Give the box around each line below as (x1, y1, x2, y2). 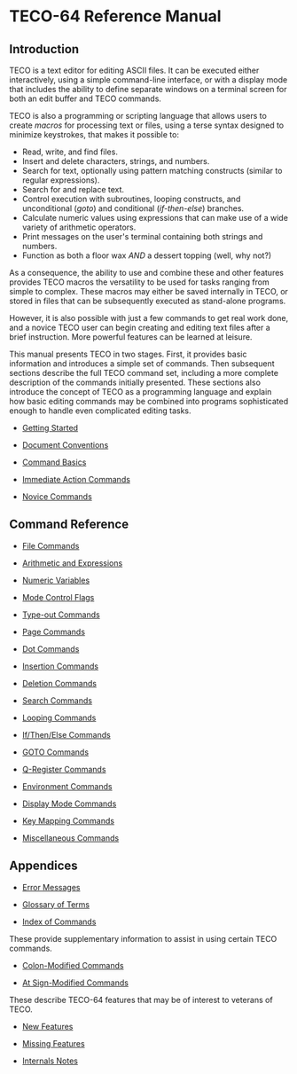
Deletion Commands (21, 678, 98, 688)
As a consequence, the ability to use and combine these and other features (9, 268, 284, 278)
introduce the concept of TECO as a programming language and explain (9, 387, 272, 396)
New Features (21, 1021, 74, 1031)
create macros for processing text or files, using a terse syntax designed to (9, 120, 285, 130)
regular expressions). (21, 175, 100, 185)
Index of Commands (21, 916, 97, 927)
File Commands (21, 540, 80, 551)
